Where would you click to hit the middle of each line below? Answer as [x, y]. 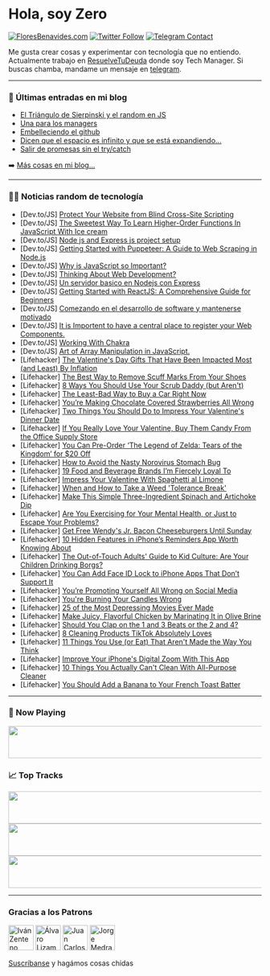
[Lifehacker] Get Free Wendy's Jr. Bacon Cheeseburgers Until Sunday [136, 530]
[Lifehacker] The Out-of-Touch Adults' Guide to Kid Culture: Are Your [134, 556]
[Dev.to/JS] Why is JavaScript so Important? [93, 266]
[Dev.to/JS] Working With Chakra [75, 342]
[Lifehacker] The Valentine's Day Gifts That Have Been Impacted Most [136, 360]
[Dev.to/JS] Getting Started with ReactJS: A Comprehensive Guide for [135, 291]
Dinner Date [40, 419]
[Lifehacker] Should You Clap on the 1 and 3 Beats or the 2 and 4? [129, 624]
